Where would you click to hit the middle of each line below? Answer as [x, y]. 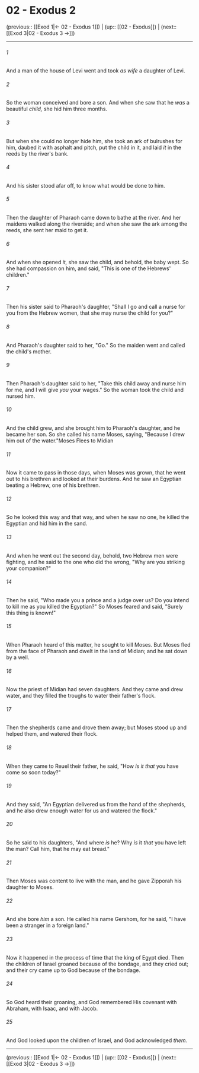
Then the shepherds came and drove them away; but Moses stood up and [96, 727]
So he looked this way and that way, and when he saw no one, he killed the [98, 517]
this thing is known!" [31, 613]
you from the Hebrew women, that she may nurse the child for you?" [90, 313]
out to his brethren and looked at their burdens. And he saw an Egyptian [94, 479]
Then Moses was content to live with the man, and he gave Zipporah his [94, 881]
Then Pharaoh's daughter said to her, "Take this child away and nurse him [96, 383]
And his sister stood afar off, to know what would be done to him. [86, 185]
